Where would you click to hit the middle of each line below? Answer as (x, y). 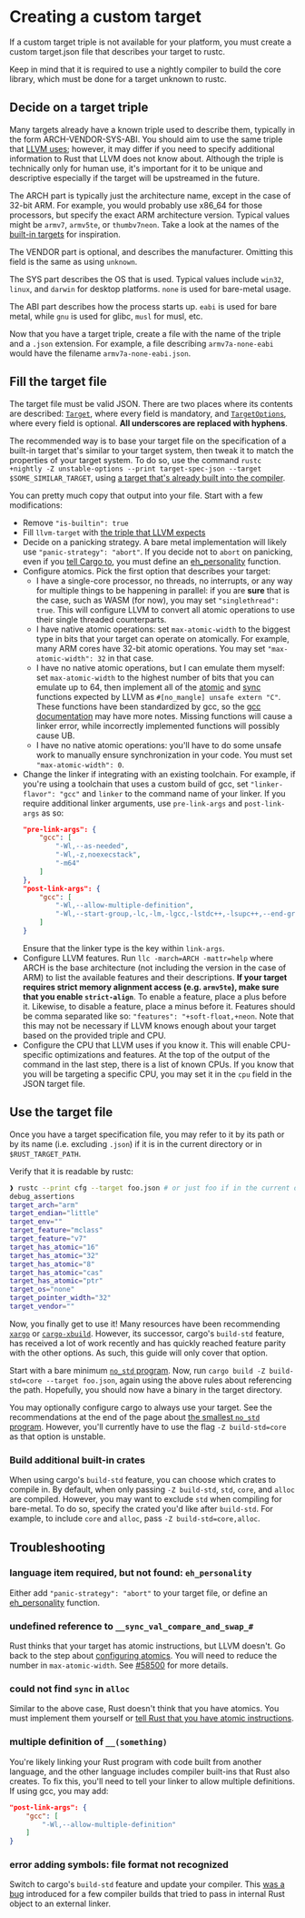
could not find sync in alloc (69, 1689)
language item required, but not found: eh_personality (131, 1573)
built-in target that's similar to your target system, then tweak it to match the (152, 450)
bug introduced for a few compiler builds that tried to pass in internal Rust (148, 1894)
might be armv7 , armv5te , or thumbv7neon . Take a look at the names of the (144, 224)
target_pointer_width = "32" (60, 1298)
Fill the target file (58, 382)
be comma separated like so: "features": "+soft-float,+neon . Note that (158, 1016)
